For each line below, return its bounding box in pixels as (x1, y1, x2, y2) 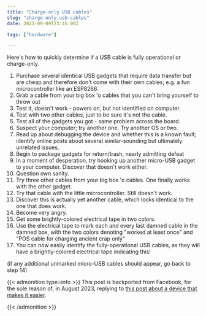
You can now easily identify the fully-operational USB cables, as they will (15, 242, 200, 249)
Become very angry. (15, 209, 67, 217)
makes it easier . (7, 291, 47, 299)
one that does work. (15, 202, 67, 210)
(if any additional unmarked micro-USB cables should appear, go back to (7, 260, 191, 268)
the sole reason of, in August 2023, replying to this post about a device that (7, 285, 197, 292)
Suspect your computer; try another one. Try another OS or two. (15, 124, 178, 132)
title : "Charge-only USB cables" (7, 9, 93, 15)
